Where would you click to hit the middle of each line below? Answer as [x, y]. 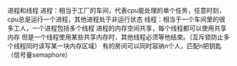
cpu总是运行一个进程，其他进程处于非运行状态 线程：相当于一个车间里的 [113, 19]
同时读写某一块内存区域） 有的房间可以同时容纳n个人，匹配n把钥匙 [124, 46]
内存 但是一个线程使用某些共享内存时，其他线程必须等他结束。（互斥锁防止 [115, 37]
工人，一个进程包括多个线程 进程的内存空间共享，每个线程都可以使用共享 [120, 28]
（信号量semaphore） [40, 55]
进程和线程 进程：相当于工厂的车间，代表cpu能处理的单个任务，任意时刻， [116, 10]
